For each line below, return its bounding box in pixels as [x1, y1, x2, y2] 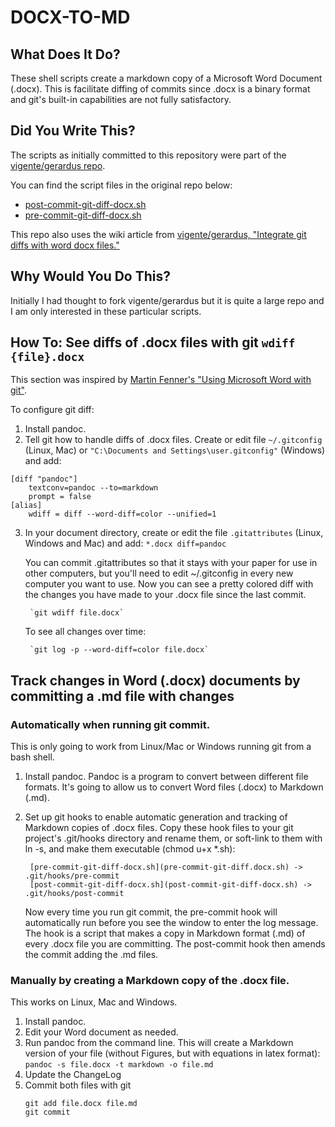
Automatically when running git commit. [10, 717, 211, 731]
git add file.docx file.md [24, 1099, 138, 1109]
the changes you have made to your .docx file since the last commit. [24, 589, 307, 601]
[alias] [10, 501, 43, 511]
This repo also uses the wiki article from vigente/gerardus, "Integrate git [10, 228, 307, 240]
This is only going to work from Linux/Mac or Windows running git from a [10, 741, 312, 753]
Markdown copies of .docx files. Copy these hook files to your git [24, 822, 294, 834]
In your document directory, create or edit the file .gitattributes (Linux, [24, 527, 324, 539]
